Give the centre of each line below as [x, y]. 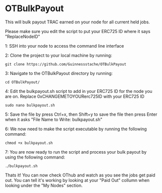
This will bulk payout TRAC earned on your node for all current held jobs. [77, 22]
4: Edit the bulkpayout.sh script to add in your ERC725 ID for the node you [79, 91]
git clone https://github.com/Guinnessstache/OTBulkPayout [66, 64]
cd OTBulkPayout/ [22, 82]
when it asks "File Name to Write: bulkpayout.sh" [54, 119]
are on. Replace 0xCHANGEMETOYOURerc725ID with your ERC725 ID [75, 96]
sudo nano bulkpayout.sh [30, 105]
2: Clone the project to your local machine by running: [59, 55]
